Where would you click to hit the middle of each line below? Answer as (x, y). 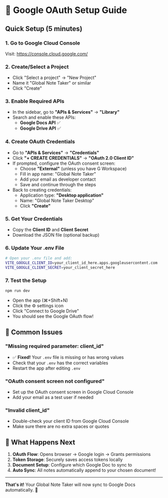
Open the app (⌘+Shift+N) (40, 300)
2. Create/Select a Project (37, 67)
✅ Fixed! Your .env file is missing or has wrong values (68, 357)
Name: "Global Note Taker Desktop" (57, 200)
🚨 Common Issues (34, 332)
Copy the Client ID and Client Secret (50, 230)
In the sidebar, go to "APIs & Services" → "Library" (66, 112)
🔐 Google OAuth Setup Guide (66, 10)
